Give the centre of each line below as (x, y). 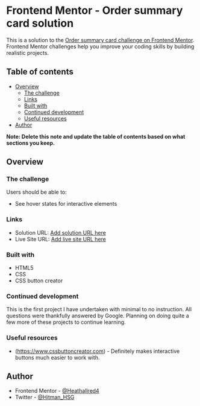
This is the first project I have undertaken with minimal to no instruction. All (99, 309)
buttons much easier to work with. (57, 357)
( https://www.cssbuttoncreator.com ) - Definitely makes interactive (97, 351)
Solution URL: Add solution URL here (61, 232)
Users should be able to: (37, 192)
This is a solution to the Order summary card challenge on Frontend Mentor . (100, 40)
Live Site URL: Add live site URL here (61, 239)
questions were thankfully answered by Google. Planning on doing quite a (98, 316)
